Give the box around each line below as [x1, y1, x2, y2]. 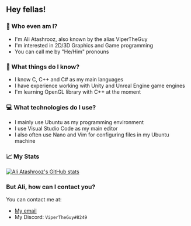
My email [14, 207, 37, 214]
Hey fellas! [6, 5, 46, 15]
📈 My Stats [6, 152, 40, 160]
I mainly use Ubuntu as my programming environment [14, 119, 144, 126]
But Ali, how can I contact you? [6, 183, 96, 191]
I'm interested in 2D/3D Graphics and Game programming [14, 42, 154, 49]
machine [14, 138, 36, 145]
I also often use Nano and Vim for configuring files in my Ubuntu [14, 131, 169, 138]
